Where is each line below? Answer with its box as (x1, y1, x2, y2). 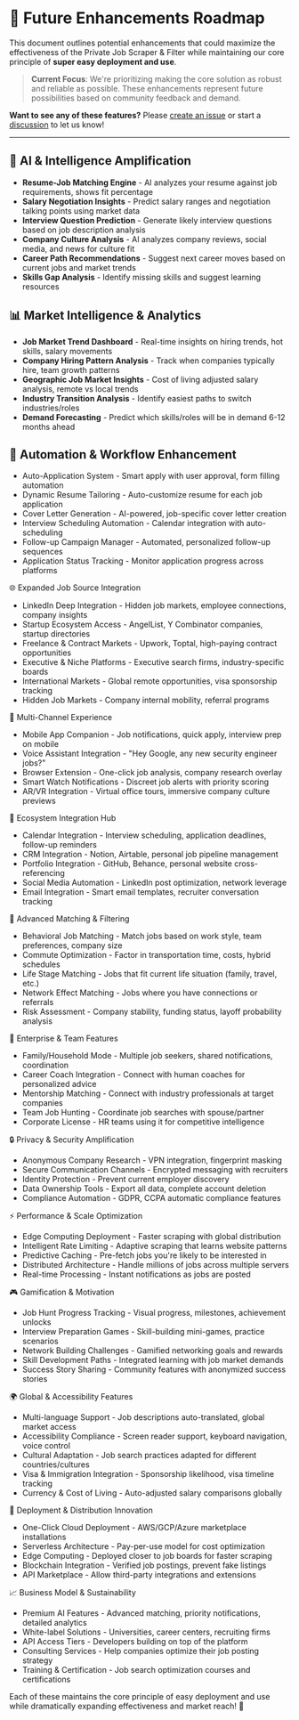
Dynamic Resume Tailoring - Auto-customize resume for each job (21, 490, 263, 500)
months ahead (21, 421, 76, 432)
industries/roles (21, 402, 80, 413)
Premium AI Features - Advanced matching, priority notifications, (21, 1608, 261, 1619)
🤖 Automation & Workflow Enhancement (9, 447, 238, 462)
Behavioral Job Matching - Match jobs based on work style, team (21, 930, 263, 942)
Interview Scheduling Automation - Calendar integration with (21, 518, 245, 529)
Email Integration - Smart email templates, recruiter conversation (21, 887, 260, 897)
